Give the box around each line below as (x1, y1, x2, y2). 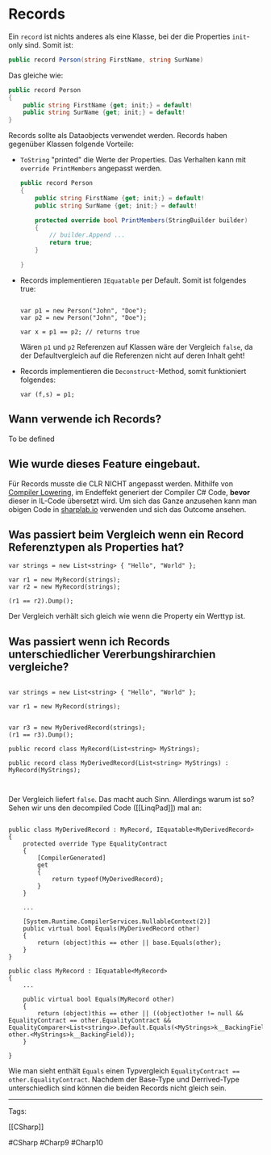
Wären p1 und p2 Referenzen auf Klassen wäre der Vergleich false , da (19, 342, 253, 351)
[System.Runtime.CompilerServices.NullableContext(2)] (23, 918, 211, 926)
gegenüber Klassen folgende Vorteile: (8, 139, 135, 149)
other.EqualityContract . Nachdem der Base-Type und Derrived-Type (8, 1075, 240, 1085)
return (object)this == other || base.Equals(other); (37, 939, 222, 947)
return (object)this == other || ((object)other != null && (37, 1010, 244, 1018)
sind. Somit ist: (23, 40, 74, 49)
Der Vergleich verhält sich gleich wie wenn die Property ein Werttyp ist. (8, 611, 246, 621)
